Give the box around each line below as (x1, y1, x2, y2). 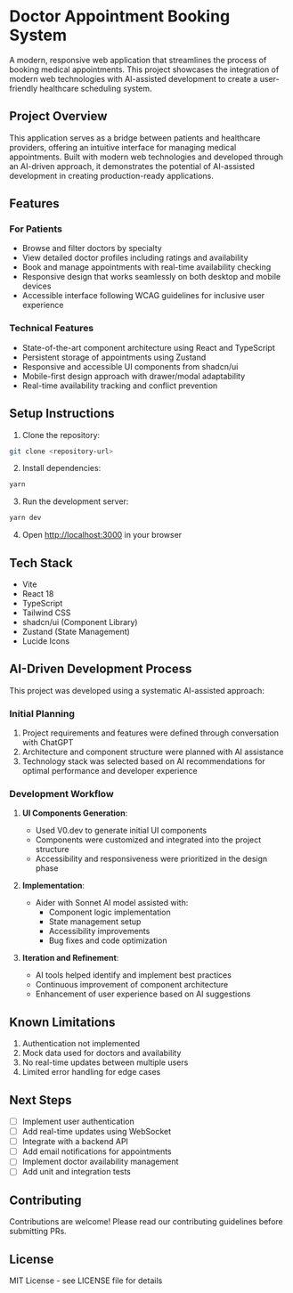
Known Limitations (9, 1014, 116, 1029)
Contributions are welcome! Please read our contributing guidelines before (9, 1216, 283, 1227)
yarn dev (9, 514, 42, 523)
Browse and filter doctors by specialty (21, 243, 162, 254)
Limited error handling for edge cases (21, 1067, 161, 1077)
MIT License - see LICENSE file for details (9, 1275, 163, 1286)
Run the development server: (21, 496, 129, 507)
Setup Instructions (9, 406, 115, 421)
